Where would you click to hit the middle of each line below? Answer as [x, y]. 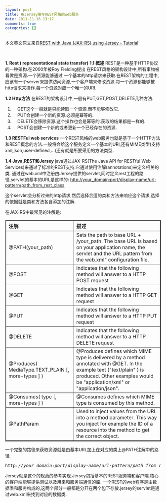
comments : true [21, 24]
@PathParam [24, 424]
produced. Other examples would [115, 376]
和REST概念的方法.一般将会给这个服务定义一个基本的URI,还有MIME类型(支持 [83, 144]
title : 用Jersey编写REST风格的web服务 [42, 14]
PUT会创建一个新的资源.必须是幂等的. [55, 115]
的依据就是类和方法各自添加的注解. [41, 202]
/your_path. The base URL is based [117, 241]
